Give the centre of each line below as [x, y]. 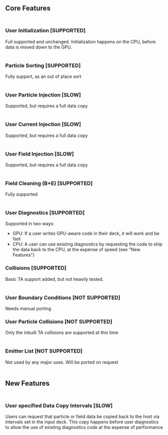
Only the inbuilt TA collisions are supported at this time [62, 332]
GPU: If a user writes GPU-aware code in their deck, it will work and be [86, 233]
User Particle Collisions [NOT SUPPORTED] [59, 321]
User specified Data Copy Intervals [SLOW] [59, 405]
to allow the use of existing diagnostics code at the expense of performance [84, 427]
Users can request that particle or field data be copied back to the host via [82, 417]
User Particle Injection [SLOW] [43, 94]
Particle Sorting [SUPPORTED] [43, 65]
